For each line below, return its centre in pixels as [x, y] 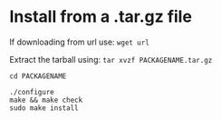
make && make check [46, 100]
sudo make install [44, 108]
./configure [32, 92]
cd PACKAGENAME [38, 76]
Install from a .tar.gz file [101, 17]
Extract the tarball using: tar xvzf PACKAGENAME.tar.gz [111, 59]
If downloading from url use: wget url [79, 42]
